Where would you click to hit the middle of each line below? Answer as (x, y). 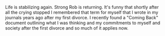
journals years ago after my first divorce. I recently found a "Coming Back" (82, 18)
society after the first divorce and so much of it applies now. (67, 28)
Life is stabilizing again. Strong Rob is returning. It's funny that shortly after (82, 7)
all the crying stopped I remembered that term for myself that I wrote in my (82, 12)
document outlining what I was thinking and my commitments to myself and (83, 23)
